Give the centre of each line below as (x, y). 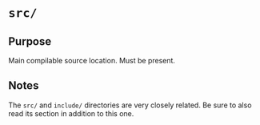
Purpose (30, 41)
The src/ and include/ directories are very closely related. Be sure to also (130, 105)
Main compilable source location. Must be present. (92, 60)
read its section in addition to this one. (71, 113)
